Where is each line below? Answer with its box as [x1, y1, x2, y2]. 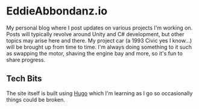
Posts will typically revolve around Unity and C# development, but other [6, 30, 185, 37]
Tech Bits [6, 73, 42, 84]
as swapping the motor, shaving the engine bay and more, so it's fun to [6, 49, 183, 57]
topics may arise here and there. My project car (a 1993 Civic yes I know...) [6, 37, 192, 44]
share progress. [6, 56, 46, 63]
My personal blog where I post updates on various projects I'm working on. [6, 24, 193, 31]
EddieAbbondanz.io [6, 4, 107, 18]
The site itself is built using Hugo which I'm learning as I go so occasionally [6, 89, 193, 97]
